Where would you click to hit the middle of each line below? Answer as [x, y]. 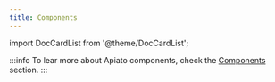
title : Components [43, 17]
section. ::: [29, 70]
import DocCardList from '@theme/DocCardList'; [99, 43]
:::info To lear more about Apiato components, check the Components [137, 60]
